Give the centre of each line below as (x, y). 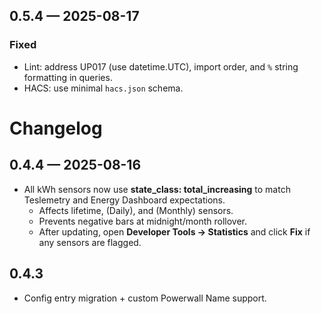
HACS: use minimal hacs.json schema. (103, 88)
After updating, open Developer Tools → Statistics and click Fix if (174, 231)
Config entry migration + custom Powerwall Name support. (145, 298)
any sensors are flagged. (90, 242)
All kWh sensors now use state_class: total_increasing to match (157, 189)
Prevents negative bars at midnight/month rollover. (142, 221)
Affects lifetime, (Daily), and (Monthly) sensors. (136, 210)
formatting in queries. (68, 77)
